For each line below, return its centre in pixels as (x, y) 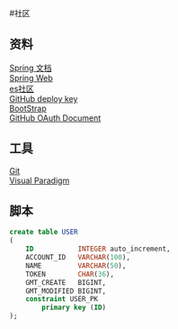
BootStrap (28, 108)
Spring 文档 (31, 68)
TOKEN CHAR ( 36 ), (70, 274)
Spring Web (31, 78)
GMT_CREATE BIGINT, (66, 282)
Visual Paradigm (40, 180)
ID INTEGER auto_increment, (98, 249)
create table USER (44, 233)
